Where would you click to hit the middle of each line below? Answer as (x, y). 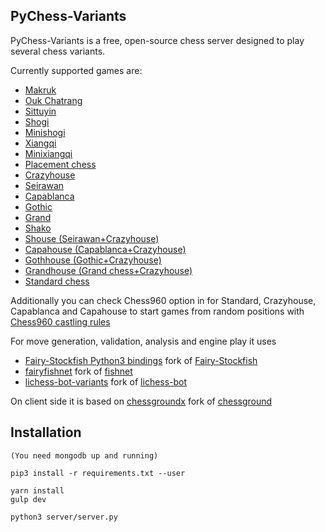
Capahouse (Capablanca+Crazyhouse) (105, 249)
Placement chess (60, 164)
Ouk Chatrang (53, 100)
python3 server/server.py (64, 517)
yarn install (37, 490)
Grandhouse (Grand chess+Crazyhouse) (108, 270)
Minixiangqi (48, 153)
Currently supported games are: (76, 70)
